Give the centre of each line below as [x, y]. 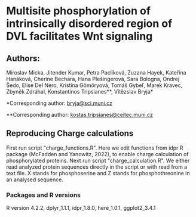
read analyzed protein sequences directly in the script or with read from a [97, 167]
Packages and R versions [44, 195]
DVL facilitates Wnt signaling [79, 36]
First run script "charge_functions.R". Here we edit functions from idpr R [95, 148]
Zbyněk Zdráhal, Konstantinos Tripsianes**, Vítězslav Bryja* [80, 92]
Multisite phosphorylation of [79, 11]
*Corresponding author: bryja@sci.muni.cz [59, 103]
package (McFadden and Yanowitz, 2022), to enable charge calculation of [97, 154]
